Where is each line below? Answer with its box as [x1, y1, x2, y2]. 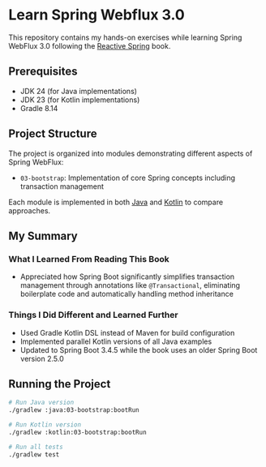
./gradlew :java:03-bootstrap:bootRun [8, 406, 139, 414]
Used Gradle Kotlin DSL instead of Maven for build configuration [19, 328, 235, 337]
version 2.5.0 [19, 353, 65, 363]
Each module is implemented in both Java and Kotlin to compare [8, 197, 224, 207]
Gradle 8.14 [19, 103, 58, 113]
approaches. [8, 205, 51, 216]
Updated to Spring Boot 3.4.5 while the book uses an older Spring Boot [19, 345, 258, 354]
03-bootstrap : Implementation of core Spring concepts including [19, 173, 236, 182]
